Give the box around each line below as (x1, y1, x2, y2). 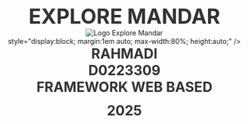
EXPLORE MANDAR (28, 3, 221, 29)
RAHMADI (91, 45, 158, 62)
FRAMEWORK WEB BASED (36, 78, 213, 96)
